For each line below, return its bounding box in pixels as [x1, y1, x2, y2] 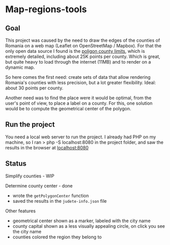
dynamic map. [5, 65, 35, 70]
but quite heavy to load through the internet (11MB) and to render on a [5, 59, 151, 65]
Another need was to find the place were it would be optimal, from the [5, 95, 152, 101]
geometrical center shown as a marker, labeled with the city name [12, 218, 151, 224]
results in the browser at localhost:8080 [5, 144, 89, 150]
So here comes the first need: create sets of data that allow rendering [5, 74, 151, 80]
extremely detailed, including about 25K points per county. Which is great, [5, 53, 161, 59]
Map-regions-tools [5, 4, 87, 15]
